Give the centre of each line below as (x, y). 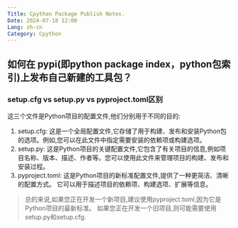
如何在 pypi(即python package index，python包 (114, 64)
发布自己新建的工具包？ (81, 78)
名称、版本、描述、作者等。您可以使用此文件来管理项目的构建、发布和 (126, 157)
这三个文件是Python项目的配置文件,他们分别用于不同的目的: (94, 116)
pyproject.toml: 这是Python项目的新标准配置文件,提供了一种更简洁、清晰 (123, 175)
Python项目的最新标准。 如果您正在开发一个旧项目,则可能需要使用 (121, 208)
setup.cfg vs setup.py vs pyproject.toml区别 (85, 99)
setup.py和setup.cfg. (55, 217)
